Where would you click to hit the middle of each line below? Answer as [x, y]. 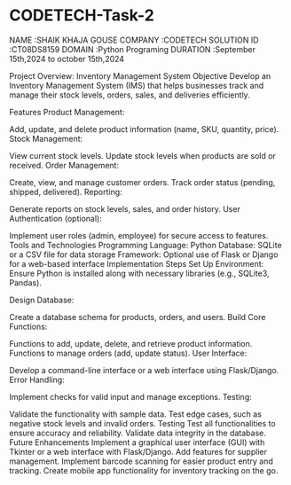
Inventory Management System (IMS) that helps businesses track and [137, 85]
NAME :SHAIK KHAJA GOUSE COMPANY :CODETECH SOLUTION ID [134, 40]
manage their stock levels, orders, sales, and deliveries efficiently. [130, 95]
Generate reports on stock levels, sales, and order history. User [125, 208]
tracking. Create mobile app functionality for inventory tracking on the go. [144, 470]
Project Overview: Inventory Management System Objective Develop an [140, 75]
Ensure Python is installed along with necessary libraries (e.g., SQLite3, [139, 273]
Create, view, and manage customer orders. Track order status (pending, [142, 182]
